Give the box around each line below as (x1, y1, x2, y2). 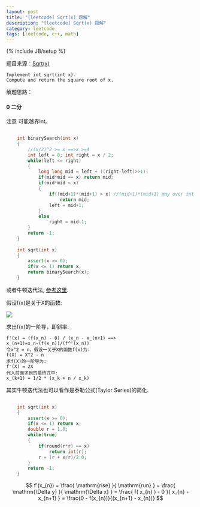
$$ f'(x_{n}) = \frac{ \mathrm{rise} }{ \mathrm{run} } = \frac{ (26, 482, 175, 489)
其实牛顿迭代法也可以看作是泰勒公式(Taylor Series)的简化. (6, 386, 149, 394)
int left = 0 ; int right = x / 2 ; (28, 152, 114, 158)
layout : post (6, 8, 39, 15)
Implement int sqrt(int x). (6, 72, 77, 78)
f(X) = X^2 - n (6, 352, 44, 358)
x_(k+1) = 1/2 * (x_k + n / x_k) (6, 375, 90, 381)
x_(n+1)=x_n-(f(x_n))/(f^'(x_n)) (6, 340, 90, 346)
